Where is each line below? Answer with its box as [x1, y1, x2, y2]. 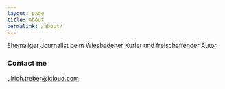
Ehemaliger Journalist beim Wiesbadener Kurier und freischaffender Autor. [7, 42, 218, 50]
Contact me [7, 59, 47, 68]
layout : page [7, 10, 45, 17]
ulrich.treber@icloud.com [7, 74, 79, 82]
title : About [7, 16, 45, 23]
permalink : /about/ [7, 23, 63, 29]
